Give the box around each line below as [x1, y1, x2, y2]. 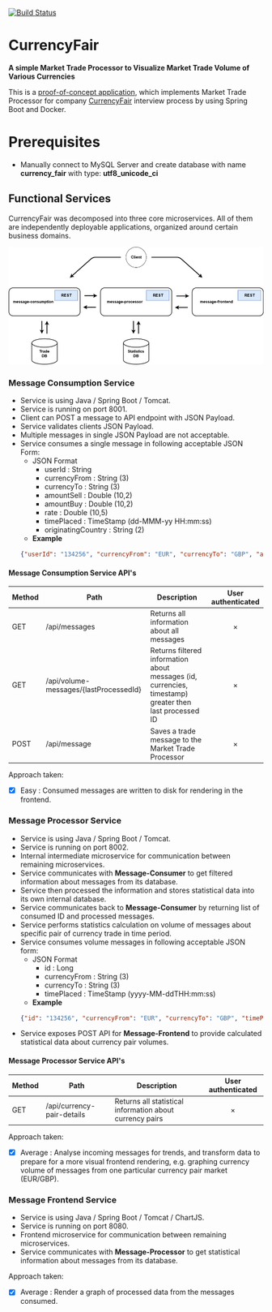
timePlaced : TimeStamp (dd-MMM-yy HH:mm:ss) [44, 516, 212, 527]
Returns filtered [150, 646, 202, 656]
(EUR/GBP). [19, 1173, 59, 1184]
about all [150, 626, 180, 636]
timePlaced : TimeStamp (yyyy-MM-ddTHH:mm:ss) [44, 988, 216, 998]
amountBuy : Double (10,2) [44, 499, 134, 509]
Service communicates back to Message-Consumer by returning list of [19, 902, 260, 912]
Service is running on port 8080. [19, 1221, 130, 1231]
